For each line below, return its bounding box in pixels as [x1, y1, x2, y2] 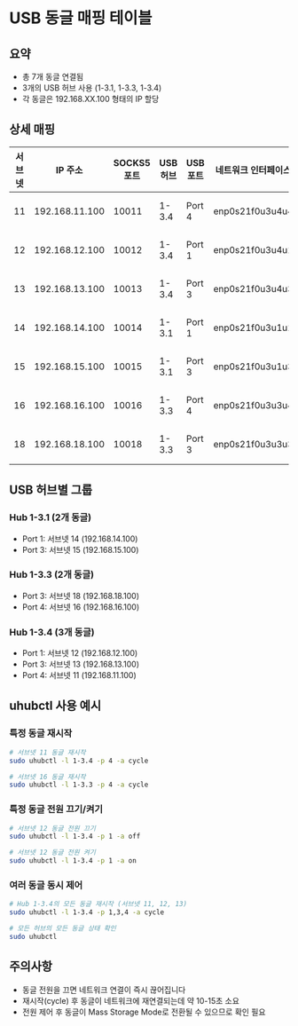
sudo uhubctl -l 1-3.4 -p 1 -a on [9, 856, 137, 865]
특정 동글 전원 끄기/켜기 [9, 803, 104, 816]
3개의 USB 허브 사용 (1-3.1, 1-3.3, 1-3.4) [21, 83, 162, 93]
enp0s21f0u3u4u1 [213, 243, 294, 256]
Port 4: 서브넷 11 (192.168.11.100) [21, 670, 137, 681]
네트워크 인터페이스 [215, 163, 292, 176]
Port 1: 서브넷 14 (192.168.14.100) [21, 533, 138, 544]
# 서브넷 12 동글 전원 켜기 [9, 848, 96, 857]
